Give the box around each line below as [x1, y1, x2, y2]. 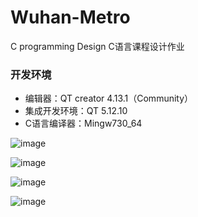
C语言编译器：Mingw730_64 [24, 117, 143, 130]
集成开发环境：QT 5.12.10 [24, 105, 128, 117]
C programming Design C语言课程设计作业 [10, 40, 185, 52]
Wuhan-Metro [10, 6, 131, 29]
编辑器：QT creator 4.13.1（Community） [24, 92, 194, 105]
